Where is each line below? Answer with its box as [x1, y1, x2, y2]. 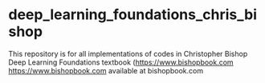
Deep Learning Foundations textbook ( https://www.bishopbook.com [8, 57, 234, 67]
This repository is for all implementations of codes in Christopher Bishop [8, 49, 248, 58]
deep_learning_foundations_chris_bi [8, 6, 257, 24]
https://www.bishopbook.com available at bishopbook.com [8, 65, 203, 75]
